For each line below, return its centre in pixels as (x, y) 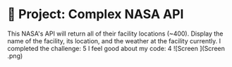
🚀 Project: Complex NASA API (96, 14)
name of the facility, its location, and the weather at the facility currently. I (114, 40)
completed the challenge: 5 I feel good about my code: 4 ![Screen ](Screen (116, 48)
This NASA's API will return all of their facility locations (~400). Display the (115, 33)
